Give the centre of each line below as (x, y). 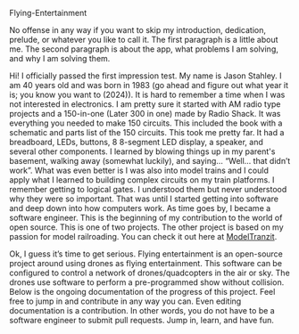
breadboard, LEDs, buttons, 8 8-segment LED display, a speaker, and (136, 142)
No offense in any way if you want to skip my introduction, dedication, (137, 30)
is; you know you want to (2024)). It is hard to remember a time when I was (147, 94)
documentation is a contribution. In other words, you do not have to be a (142, 310)
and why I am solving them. (60, 58)
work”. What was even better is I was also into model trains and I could (139, 170)
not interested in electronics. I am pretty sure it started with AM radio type (145, 104)
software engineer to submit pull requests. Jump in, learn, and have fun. (142, 320)
